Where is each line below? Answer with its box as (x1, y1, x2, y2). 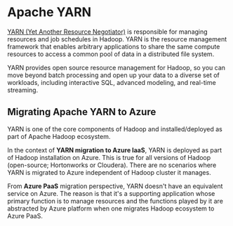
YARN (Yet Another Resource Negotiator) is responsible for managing (7, 27, 208, 36)
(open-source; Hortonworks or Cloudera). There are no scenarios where (7, 161, 217, 169)
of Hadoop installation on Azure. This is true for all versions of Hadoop (7, 153, 211, 161)
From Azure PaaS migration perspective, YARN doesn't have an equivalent (7, 182, 223, 190)
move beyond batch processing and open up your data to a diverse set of (7, 71, 220, 79)
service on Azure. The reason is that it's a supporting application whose (7, 189, 215, 197)
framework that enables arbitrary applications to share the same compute (7, 42, 220, 51)
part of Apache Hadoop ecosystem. (7, 132, 111, 140)
